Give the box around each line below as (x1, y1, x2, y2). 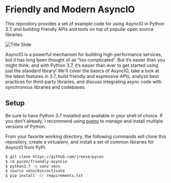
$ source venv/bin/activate (5, 168, 65, 174)
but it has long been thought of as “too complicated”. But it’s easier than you (5, 56, 165, 63)
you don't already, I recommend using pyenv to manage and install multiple (5, 118, 163, 124)
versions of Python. (5, 123, 46, 129)
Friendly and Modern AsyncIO (5, 4, 135, 15)
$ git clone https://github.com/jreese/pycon (5, 154, 104, 159)
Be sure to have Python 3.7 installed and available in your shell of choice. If (5, 112, 163, 118)
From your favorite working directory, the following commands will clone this (5, 133, 166, 139)
